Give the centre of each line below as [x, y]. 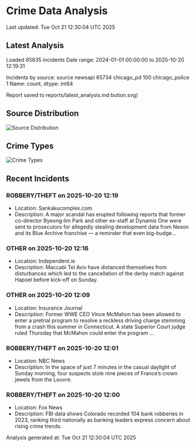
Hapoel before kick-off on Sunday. [56, 280]
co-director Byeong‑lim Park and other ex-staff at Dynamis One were [98, 221]
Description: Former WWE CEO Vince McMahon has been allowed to [97, 314]
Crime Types [30, 146]
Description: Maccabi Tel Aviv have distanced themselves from [91, 267]
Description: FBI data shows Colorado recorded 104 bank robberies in [99, 414]
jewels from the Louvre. [43, 379]
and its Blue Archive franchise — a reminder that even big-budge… [95, 233]
